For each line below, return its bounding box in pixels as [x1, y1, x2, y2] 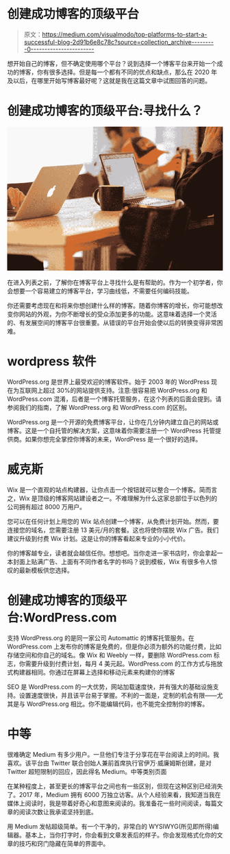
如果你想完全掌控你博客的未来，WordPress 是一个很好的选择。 [25, 435, 202, 443]
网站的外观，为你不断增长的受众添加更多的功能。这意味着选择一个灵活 [18, 310, 217, 318]
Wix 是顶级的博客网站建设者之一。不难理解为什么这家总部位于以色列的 [18, 494, 218, 502]
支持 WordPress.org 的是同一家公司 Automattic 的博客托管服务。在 [7, 633, 195, 642]
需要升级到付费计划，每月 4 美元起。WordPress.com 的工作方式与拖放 [25, 659, 223, 668]
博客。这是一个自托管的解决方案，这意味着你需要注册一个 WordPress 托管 [7, 426, 216, 435]
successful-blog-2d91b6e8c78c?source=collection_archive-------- [23, 38, 214, 46]
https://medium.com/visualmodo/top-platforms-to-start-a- [42, 30, 207, 38]
